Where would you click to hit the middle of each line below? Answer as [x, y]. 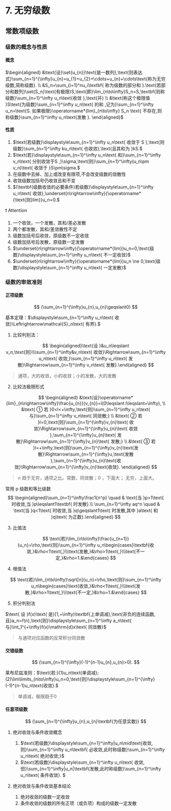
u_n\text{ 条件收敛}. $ [43, 775]
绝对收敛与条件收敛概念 [37, 732]
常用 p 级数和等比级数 [28, 489]
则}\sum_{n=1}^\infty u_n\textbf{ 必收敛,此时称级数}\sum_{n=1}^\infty [92, 750]
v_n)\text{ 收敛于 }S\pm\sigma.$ [46, 167]
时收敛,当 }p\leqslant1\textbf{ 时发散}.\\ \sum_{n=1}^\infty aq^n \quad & [86, 504]
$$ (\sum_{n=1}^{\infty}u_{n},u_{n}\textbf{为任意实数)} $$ [86, 721]
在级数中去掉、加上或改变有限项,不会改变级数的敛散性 [69, 174]
